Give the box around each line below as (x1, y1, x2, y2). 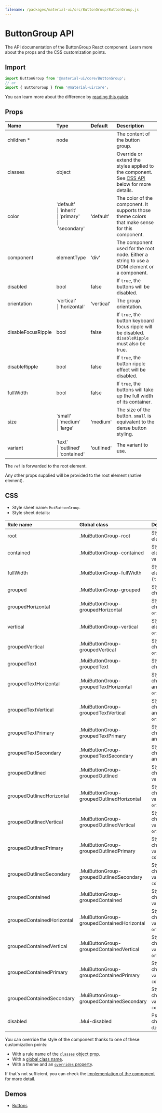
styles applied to (116, 162, 154, 169)
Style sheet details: (12, 510, 51, 516)
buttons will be (116, 283, 150, 290)
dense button (116, 424, 147, 431)
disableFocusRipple (7, 328, 52, 335)
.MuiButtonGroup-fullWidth (79, 569, 142, 576)
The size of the (116, 406, 150, 413)
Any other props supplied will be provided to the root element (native (5, 472, 142, 478)
